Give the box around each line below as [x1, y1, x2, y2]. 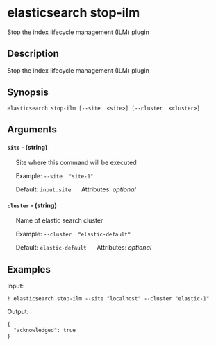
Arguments [7, 123, 58, 135]
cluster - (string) [7, 201, 57, 209]
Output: [7, 307, 29, 316]
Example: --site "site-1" [15, 172, 94, 180]
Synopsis [7, 87, 49, 98]
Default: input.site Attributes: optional [15, 185, 137, 193]
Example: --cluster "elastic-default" [15, 230, 131, 239]
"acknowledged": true [13, 327, 76, 334]
